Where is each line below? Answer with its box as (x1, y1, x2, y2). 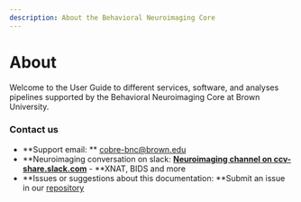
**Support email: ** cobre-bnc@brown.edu (22, 143, 187, 154)
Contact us (9, 124, 59, 136)
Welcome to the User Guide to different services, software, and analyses (9, 82, 279, 93)
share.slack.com (22, 163, 87, 174)
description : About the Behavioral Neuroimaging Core (9, 13, 216, 23)
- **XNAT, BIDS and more (88, 163, 187, 174)
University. (9, 101, 50, 112)
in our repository (22, 182, 85, 193)
